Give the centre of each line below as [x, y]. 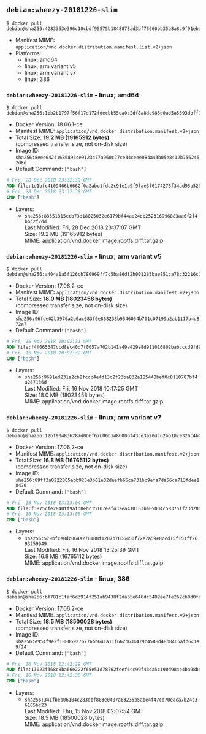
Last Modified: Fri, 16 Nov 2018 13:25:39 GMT [82, 550]
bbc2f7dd [36, 221]
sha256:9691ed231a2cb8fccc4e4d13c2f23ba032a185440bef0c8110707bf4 [111, 377]
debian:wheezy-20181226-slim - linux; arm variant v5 [84, 256]
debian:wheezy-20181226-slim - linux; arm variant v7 [84, 418]
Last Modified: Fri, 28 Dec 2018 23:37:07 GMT [83, 227]
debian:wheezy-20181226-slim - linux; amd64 [73, 95]
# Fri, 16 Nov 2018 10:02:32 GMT [49, 353]
